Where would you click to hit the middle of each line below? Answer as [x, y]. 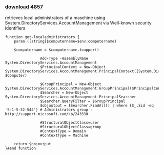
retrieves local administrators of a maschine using [55, 18]
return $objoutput [32, 144]
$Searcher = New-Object [64, 92]
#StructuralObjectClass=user [69, 122]
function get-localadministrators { [42, 37]
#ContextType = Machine [64, 135]
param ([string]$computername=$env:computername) [65, 41]
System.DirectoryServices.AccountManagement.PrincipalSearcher [71, 97]
